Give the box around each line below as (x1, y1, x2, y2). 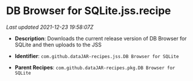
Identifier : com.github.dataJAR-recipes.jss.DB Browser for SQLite (14, 52, 179, 59)
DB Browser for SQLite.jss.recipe (6, 4, 171, 18)
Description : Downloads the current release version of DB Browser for (14, 35, 187, 42)
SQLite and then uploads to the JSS (14, 41, 102, 48)
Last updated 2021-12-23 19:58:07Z (6, 23, 94, 31)
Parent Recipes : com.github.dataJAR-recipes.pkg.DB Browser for (14, 63, 176, 71)
